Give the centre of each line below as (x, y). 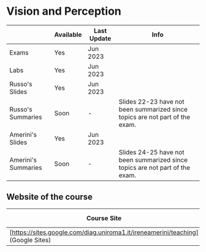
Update (100, 38)
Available (68, 34)
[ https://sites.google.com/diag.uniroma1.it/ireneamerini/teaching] (104, 232)
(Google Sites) (30, 240)
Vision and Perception (64, 11)
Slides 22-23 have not (152, 101)
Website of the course (50, 197)
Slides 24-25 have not (152, 152)
